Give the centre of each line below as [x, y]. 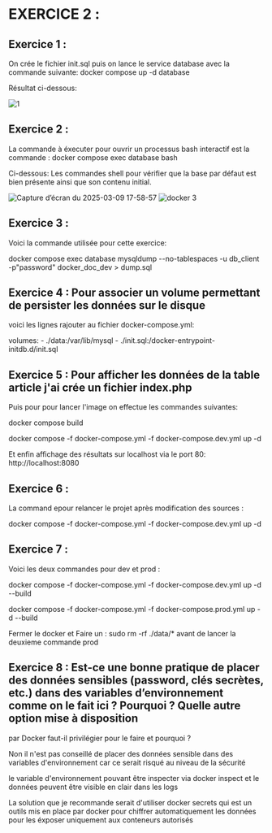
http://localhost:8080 [44, 463]
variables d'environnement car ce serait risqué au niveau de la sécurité [127, 762]
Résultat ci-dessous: [43, 88]
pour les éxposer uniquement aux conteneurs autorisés [101, 820]
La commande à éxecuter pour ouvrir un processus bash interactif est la [129, 149]
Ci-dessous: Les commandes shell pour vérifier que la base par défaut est [133, 173]
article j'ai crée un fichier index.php [100, 387]
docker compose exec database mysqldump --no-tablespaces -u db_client [134, 258]
